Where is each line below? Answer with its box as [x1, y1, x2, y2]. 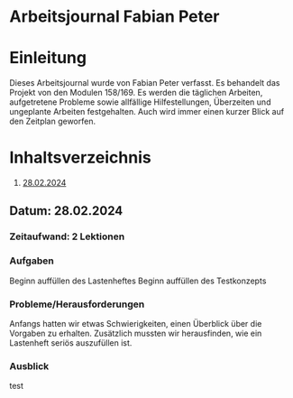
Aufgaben [9, 255, 54, 267]
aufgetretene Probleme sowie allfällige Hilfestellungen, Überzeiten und [9, 97, 271, 107]
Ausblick [9, 359, 50, 372]
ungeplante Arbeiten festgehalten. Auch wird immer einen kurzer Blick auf [9, 106, 285, 117]
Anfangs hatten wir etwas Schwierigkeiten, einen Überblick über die [9, 318, 262, 329]
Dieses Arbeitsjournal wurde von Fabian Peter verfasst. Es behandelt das [9, 78, 280, 88]
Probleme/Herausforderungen [9, 298, 145, 310]
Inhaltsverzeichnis [9, 147, 151, 168]
